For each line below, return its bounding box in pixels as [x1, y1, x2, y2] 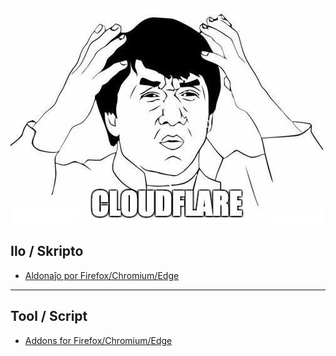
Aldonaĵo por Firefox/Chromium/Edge [24, 269, 180, 281]
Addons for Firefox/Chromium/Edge [24, 334, 173, 346]
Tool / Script [10, 308, 88, 325]
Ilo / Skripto [10, 243, 84, 260]
